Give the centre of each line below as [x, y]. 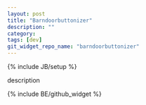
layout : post [26, 14]
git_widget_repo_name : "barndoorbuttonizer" [73, 47]
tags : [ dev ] [25, 40]
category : [22, 33]
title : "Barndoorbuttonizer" [50, 20]
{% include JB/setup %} [42, 67]
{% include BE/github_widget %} [54, 94]
